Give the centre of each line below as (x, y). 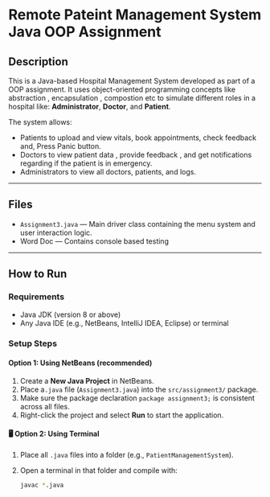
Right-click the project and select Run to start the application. (122, 415)
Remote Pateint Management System (135, 15)
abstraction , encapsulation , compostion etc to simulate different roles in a (132, 98)
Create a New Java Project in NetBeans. (87, 380)
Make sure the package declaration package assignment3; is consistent (137, 398)
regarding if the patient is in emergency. (86, 163)
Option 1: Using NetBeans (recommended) (80, 363)
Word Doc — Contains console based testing (94, 241)
